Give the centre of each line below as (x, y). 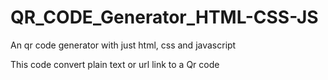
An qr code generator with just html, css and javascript (123, 45)
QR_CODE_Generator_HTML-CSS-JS (164, 17)
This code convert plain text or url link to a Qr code (115, 64)
